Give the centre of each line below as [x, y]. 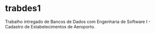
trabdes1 [23, 8]
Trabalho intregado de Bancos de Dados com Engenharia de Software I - [78, 22]
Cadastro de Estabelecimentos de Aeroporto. [50, 26]
